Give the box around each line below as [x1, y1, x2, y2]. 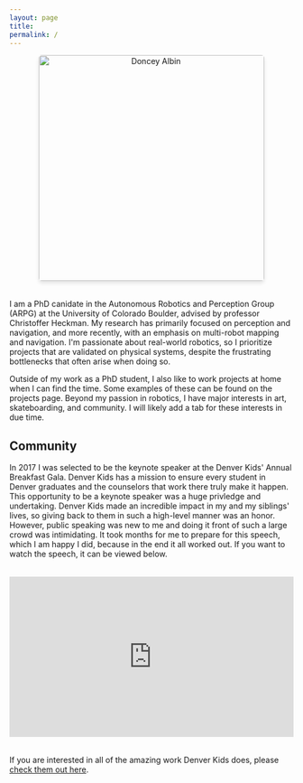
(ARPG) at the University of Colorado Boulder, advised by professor [9, 308, 260, 319]
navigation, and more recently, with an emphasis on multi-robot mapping [9, 327, 280, 339]
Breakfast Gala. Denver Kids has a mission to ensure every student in [9, 471, 266, 483]
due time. [9, 412, 45, 423]
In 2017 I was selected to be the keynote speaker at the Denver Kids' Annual [9, 462, 292, 473]
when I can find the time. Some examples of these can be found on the [9, 383, 273, 394]
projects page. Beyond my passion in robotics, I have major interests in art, [9, 393, 287, 404]
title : [9, 22, 34, 31]
